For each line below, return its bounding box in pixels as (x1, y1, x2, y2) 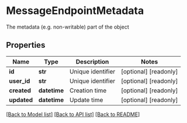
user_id (9, 77, 30, 85)
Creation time (69, 86, 107, 94)
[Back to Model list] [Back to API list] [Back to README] (6, 111, 140, 118)
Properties (6, 40, 46, 50)
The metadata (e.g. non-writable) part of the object (6, 23, 130, 30)
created (9, 86, 31, 94)
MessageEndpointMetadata (6, 4, 144, 17)
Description (75, 57, 109, 65)
